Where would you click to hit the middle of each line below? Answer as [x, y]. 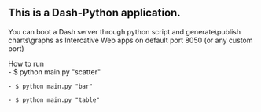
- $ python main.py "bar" [50, 86]
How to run [26, 63]
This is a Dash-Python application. [94, 13]
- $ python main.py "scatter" [54, 72]
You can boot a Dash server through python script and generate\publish [125, 31]
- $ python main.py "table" [54, 100]
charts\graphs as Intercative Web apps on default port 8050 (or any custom [130, 40]
